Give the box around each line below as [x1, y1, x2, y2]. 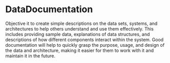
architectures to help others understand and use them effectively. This [5, 25, 154, 31]
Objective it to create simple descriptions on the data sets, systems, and [5, 20, 158, 26]
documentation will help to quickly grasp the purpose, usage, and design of [5, 42, 165, 48]
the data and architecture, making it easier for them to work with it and [5, 47, 154, 53]
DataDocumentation [5, 4, 93, 15]
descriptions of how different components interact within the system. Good [5, 37, 164, 43]
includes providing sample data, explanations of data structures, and [5, 31, 150, 37]
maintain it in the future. [5, 52, 55, 59]
